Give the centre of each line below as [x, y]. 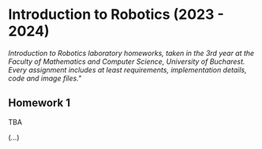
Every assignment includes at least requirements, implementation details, [127, 69]
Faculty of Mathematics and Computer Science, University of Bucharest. [127, 61]
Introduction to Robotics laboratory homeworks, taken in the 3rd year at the [131, 53]
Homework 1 [39, 103]
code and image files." [45, 78]
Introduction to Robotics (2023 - [116, 15]
